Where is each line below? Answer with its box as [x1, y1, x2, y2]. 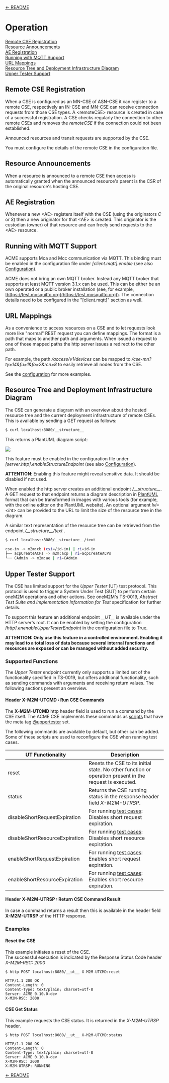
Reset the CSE [5, 938, 36, 944]
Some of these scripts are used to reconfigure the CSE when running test [5, 734, 157, 740]
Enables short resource [89, 876, 144, 883]
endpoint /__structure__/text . [5, 528, 65, 534]
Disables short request [89, 813, 142, 820]
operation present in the [89, 772, 145, 779]
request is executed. [89, 778, 137, 785]
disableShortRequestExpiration [8, 813, 81, 820]
